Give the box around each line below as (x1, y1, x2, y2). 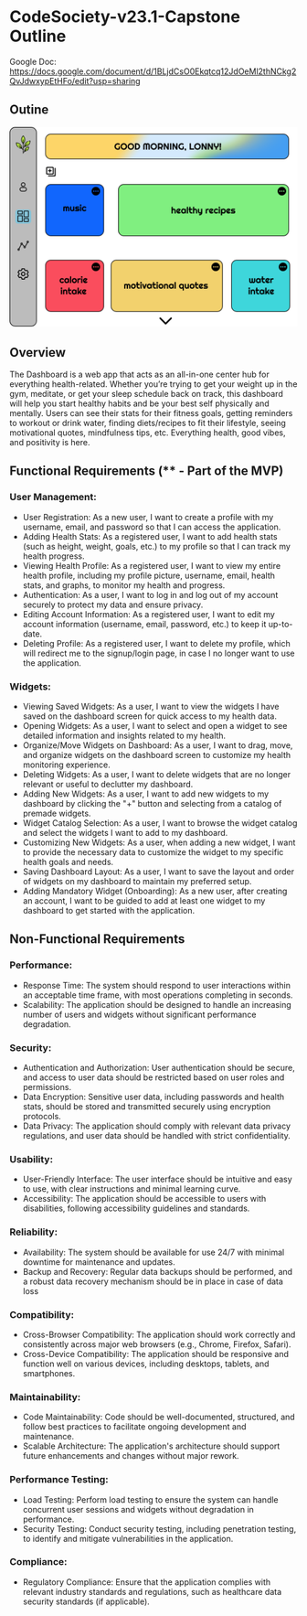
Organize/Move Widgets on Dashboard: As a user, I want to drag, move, (22, 740, 293, 751)
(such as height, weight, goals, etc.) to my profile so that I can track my (22, 540, 291, 551)
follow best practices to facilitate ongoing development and (22, 1421, 247, 1432)
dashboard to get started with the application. (22, 905, 196, 916)
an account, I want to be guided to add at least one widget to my (22, 895, 266, 906)
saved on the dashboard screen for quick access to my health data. (22, 711, 277, 722)
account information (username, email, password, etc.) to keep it (22, 618, 267, 629)
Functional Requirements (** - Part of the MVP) (9, 464, 284, 479)
